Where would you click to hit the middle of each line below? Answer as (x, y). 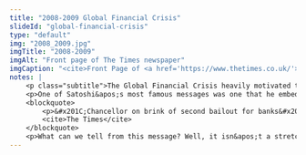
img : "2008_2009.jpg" (51, 43)
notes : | (26, 77)
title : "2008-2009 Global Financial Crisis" (95, 18)
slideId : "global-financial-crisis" (79, 26)
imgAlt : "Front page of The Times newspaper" (97, 60)
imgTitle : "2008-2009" (52, 52)
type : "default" (40, 35)
